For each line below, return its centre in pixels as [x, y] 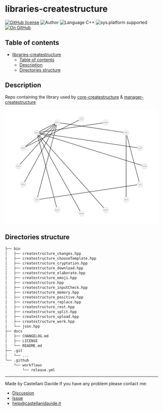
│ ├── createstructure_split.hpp [41, 312]
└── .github [17, 361]
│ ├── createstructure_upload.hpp [42, 317]
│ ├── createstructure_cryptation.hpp [47, 263]
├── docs [14, 331]
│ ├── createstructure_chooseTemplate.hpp [51, 259]
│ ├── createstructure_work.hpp [40, 322]
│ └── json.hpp [23, 327]
